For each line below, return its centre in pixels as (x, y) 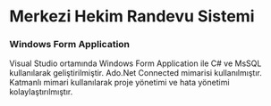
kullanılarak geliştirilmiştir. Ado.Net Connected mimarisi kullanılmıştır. (135, 73)
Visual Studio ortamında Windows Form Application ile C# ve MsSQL (135, 63)
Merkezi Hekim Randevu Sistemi (132, 16)
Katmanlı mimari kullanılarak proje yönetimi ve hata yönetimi (119, 83)
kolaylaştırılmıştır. (41, 92)
